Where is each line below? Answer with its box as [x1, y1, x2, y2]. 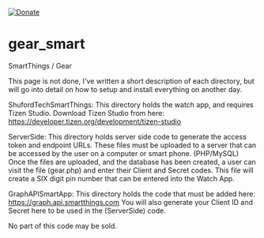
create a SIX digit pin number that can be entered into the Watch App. [8, 173, 235, 183]
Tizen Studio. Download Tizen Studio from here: [8, 108, 164, 117]
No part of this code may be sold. [8, 221, 117, 230]
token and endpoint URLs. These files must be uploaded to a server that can [8, 140, 257, 150]
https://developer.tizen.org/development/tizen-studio [8, 117, 182, 126]
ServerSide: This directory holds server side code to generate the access [8, 132, 247, 141]
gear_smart [8, 35, 85, 53]
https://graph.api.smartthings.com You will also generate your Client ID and [8, 197, 254, 206]
